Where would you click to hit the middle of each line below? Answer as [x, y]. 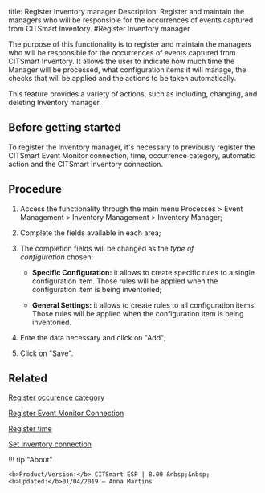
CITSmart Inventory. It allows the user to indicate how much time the [122, 61]
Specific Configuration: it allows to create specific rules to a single [143, 272]
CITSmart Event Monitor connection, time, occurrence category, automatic [132, 155]
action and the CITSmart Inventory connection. [86, 164]
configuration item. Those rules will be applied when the [125, 281]
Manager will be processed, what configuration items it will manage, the [127, 70]
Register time [30, 429]
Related [28, 379]
